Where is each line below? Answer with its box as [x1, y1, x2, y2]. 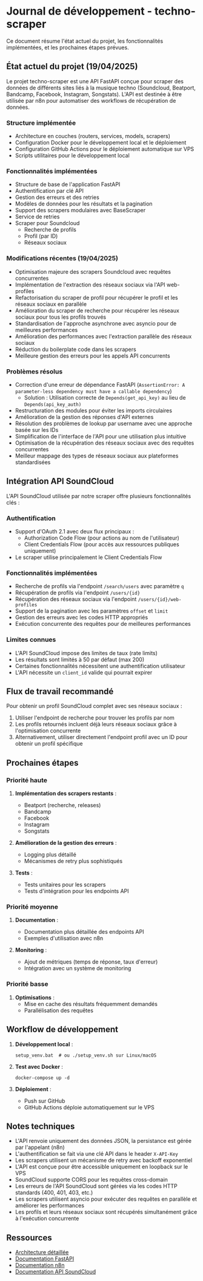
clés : [6, 499, 20, 506]
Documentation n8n [15, 1262, 65, 1269]
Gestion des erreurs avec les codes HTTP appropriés [15, 614, 148, 621]
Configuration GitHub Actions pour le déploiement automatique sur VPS [15, 145, 195, 153]
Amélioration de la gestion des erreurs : [15, 839, 117, 847]
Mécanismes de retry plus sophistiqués [24, 858, 123, 865]
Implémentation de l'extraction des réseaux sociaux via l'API [15, 281, 165, 288]
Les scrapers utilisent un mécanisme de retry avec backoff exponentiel [15, 1157, 193, 1164]
